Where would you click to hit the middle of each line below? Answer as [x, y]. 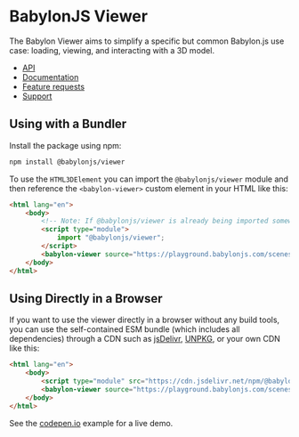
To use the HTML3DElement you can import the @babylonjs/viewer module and [149, 179]
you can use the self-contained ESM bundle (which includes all [125, 329]
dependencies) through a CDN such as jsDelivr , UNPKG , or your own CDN [145, 339]
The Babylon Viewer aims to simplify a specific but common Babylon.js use [147, 41]
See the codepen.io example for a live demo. [91, 423]
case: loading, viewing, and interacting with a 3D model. [112, 50]
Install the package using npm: [65, 145]
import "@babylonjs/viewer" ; [111, 238]
